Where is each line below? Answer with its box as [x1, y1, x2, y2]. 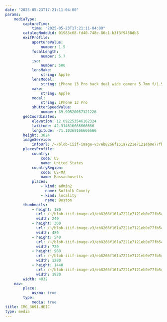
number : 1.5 [40, 44, 66, 49]
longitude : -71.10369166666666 [31, 128, 97, 133]
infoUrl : [31, 142, 50, 147]
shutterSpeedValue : [31, 105, 72, 110]
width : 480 [36, 230, 59, 235]
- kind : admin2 [40, 184, 72, 189]
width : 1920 [36, 272, 61, 277]
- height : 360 [31, 221, 61, 226]
